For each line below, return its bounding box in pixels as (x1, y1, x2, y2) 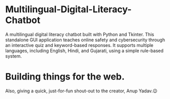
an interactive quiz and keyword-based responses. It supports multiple (5, 42, 154, 48)
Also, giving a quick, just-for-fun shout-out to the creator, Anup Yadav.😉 (5, 88, 158, 94)
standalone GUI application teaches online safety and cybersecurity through (5, 37, 165, 43)
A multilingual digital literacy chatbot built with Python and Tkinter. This (5, 31, 154, 37)
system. (5, 53, 22, 59)
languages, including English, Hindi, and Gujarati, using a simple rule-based (5, 47, 164, 54)
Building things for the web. (5, 71, 125, 83)
